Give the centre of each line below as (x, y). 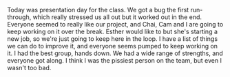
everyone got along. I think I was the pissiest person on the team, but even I (115, 60)
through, (19, 17)
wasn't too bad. (29, 68)
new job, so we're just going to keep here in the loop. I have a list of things (113, 39)
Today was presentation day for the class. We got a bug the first (98, 10)
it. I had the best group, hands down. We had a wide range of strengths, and (115, 53)
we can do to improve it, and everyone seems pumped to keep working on (113, 46)
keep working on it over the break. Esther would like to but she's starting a (113, 31)
